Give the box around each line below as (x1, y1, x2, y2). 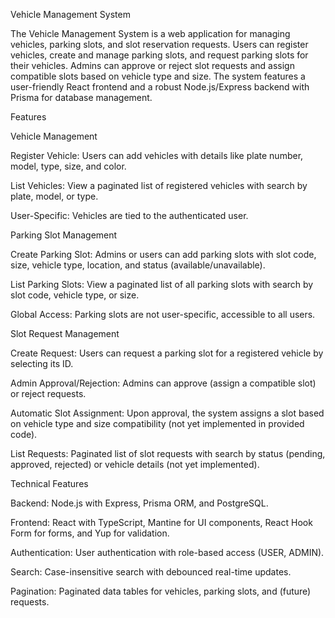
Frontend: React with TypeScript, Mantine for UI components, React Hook (10, 517, 313, 528)
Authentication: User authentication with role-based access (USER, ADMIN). (10, 547, 325, 558)
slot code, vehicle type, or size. (10, 289, 140, 301)
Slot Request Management (10, 328, 120, 339)
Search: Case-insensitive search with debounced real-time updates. (10, 566, 292, 578)
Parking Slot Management (10, 229, 118, 241)
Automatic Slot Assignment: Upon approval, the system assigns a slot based (10, 407, 325, 419)
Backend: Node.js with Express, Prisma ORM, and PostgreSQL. (10, 497, 269, 509)
